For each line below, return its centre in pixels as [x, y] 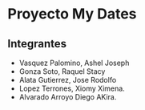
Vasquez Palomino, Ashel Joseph [74, 63]
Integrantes [37, 44]
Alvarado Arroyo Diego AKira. [68, 97]
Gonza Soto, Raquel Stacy [62, 71]
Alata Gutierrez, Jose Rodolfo [68, 80]
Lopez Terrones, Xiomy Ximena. [72, 88]
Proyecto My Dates [72, 14]
